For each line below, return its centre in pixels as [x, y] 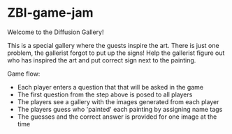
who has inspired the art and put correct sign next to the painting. [102, 60]
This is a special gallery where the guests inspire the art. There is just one [113, 45]
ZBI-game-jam [50, 13]
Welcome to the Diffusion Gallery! [56, 32]
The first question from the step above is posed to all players [105, 94]
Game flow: [24, 74]
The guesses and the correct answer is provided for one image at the [117, 117]
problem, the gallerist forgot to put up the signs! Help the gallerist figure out [116, 53]
